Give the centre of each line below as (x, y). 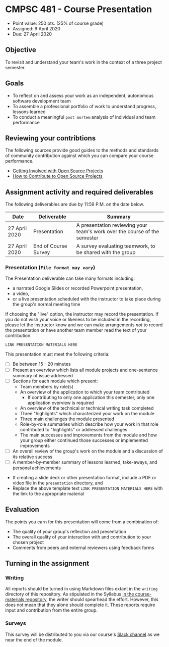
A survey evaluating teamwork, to (116, 246)
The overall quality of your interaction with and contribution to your (82, 537)
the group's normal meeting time (46, 305)
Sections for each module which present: (55, 381)
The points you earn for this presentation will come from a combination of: (82, 522)
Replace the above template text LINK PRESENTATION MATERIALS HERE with (88, 488)
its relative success (32, 457)
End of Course (50, 246)
